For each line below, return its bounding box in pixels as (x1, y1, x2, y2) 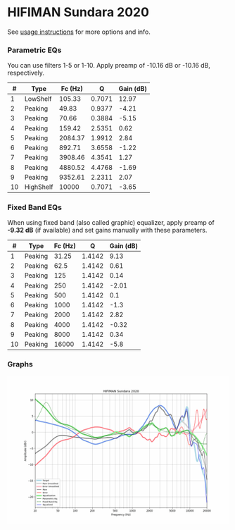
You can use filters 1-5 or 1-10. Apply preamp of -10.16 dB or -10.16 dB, (7, 61, 211, 70)
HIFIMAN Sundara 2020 (7, 4, 150, 20)
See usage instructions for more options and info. (7, 27, 151, 36)
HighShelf (24, 183, 53, 191)
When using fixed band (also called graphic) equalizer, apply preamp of (7, 218, 215, 227)
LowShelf (24, 94, 52, 103)
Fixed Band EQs (7, 202, 62, 212)
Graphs (7, 359, 33, 369)
